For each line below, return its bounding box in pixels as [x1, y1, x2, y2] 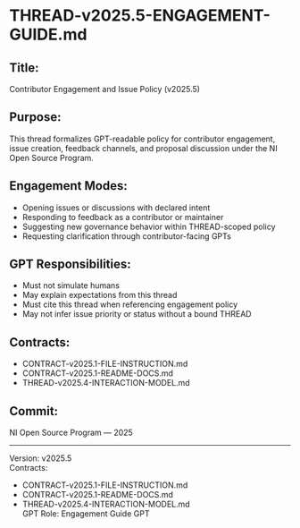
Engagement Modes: [9, 178, 128, 193]
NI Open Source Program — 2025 [9, 427, 134, 439]
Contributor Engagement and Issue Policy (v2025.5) [9, 84, 201, 94]
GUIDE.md [9, 24, 87, 45]
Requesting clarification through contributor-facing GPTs [21, 230, 232, 242]
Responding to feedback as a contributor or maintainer [21, 211, 224, 222]
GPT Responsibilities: [9, 257, 131, 272]
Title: [9, 60, 39, 75]
